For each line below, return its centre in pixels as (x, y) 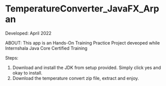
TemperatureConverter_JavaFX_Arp (82, 9)
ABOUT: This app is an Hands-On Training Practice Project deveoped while (82, 42)
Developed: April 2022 (28, 33)
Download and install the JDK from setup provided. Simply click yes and (87, 67)
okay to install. (27, 72)
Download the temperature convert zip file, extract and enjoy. (75, 78)
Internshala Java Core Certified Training (46, 48)
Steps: (12, 57)
